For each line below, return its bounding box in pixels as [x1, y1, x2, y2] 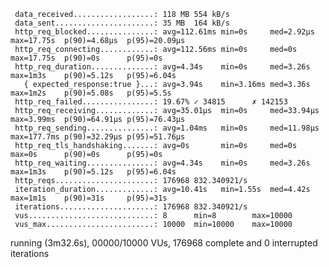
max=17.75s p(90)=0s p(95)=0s [10, 53, 163, 63]
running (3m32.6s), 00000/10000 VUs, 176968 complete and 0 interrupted [10, 237, 318, 249]
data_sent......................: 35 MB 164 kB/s [14, 18, 230, 28]
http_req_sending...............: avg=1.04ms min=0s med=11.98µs [14, 123, 320, 133]
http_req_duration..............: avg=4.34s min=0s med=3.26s [14, 62, 311, 72]
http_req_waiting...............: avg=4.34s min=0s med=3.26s [14, 158, 311, 168]
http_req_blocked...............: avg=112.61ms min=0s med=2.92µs [14, 27, 315, 37]
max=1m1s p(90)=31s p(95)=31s [10, 193, 168, 203]
